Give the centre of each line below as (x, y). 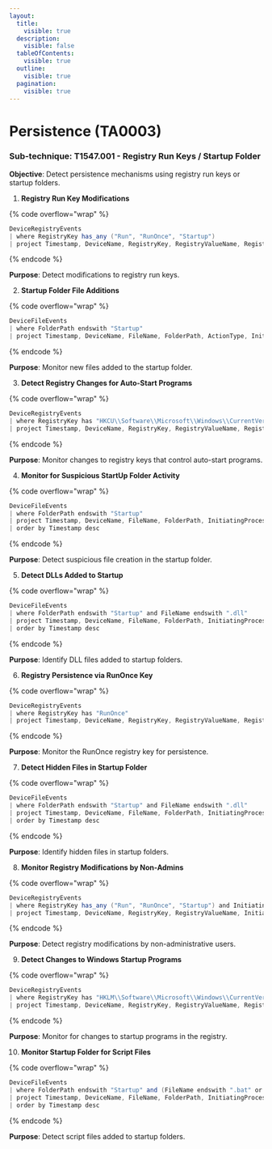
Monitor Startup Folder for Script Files (86, 1052)
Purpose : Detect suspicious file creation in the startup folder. (111, 560)
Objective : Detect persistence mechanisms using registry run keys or (125, 174)
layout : (22, 16)
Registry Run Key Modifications (75, 198)
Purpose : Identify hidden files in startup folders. (89, 851)
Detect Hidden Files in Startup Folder (84, 767)
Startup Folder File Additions (70, 290)
